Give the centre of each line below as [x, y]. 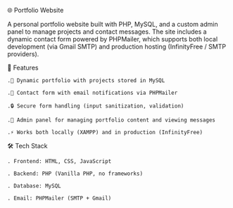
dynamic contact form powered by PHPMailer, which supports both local [113, 39]
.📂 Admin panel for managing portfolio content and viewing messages [112, 120]
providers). [23, 54]
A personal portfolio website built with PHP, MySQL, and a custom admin [113, 24]
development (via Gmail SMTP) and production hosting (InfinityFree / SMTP [117, 46]
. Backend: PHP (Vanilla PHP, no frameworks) [75, 174]
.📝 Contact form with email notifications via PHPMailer [93, 93]
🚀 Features [23, 67]
